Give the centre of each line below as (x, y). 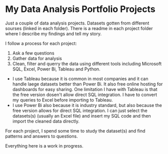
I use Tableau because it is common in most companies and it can (80, 78)
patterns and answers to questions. (42, 136)
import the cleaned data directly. (46, 121)
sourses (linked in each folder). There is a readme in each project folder (79, 28)
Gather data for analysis (37, 58)
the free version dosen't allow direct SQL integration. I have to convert (85, 94)
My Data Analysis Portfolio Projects (80, 9)
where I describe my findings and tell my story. (53, 33)
